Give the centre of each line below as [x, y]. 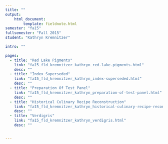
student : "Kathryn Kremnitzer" [38, 38]
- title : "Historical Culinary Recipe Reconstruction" [68, 102]
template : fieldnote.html [50, 24]
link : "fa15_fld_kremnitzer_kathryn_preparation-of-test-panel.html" [88, 93]
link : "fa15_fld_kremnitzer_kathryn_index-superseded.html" [78, 79]
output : [13, 14]
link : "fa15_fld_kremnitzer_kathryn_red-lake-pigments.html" [79, 65]
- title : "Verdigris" [32, 116]
